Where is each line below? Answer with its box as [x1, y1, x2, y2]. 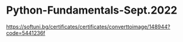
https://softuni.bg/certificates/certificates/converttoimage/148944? [6, 23, 171, 30]
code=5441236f [6, 29, 46, 36]
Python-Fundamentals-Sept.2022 [6, 4, 178, 17]
